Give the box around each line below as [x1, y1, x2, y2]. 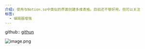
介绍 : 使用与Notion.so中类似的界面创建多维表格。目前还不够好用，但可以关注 [5, 7, 141, 12]
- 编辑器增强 [9, 16, 32, 21]
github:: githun [5, 29, 34, 35]
